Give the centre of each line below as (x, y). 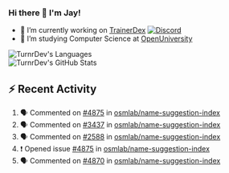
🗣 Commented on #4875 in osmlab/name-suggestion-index (120, 113)
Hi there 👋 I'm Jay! (45, 13)
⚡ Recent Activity (53, 89)
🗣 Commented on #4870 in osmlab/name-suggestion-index (120, 161)
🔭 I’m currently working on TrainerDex (83, 30)
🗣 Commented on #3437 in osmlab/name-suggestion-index (120, 125)
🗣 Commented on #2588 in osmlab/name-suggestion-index (120, 137)
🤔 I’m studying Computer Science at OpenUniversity (106, 38)
